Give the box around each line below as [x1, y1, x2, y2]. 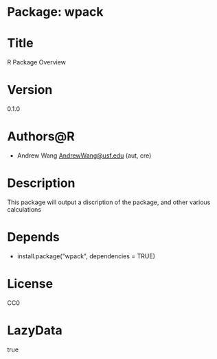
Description [7, 175, 76, 191]
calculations [7, 205, 41, 213]
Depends [7, 230, 60, 245]
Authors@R [7, 129, 76, 145]
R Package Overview [7, 58, 67, 66]
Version [7, 82, 53, 98]
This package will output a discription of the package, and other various [7, 198, 211, 206]
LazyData [7, 323, 63, 338]
